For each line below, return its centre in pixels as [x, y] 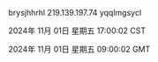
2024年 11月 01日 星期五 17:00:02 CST [77, 31]
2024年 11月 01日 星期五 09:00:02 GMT [79, 49]
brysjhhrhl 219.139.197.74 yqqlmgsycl [75, 13]
